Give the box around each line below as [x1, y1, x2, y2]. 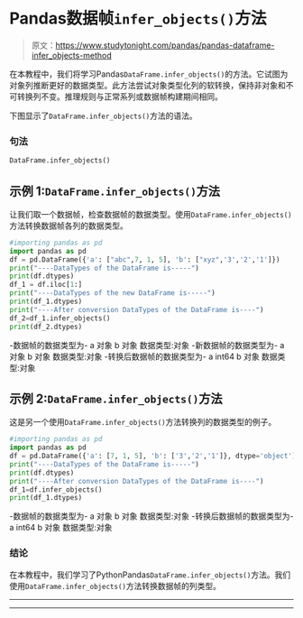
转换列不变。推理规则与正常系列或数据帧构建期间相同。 [16, 91, 223, 102]
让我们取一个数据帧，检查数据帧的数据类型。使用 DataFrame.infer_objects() [9, 208, 292, 219]
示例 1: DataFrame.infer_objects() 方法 [9, 183, 221, 198]
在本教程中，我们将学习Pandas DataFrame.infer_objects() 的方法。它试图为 [9, 69, 289, 79]
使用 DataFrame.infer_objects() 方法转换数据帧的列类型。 [9, 580, 221, 591]
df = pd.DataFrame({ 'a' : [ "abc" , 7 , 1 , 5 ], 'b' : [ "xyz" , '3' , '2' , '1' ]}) [9, 254, 280, 264]
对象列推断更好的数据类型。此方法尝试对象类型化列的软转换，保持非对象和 [9, 79, 286, 90]
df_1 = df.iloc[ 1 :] [9, 281, 83, 290]
